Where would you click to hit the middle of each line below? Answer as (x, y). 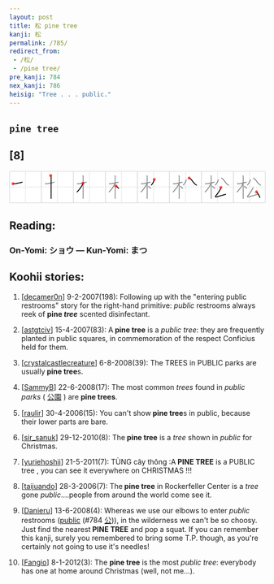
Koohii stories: (47, 277)
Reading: (33, 226)
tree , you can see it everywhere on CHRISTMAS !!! (106, 470)
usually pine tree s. (52, 371)
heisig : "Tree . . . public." (61, 94)
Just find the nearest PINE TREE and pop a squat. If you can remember (139, 529)
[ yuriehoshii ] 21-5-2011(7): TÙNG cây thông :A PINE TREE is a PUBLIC (138, 461)
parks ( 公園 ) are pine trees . (69, 396)
